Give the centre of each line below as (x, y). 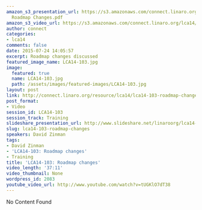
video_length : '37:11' (35, 168)
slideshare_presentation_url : (44, 124)
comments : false (26, 46)
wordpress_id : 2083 (31, 179)
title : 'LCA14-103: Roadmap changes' (54, 163)
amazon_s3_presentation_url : (43, 12)
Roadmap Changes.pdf (37, 17)
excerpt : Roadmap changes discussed (52, 56)
